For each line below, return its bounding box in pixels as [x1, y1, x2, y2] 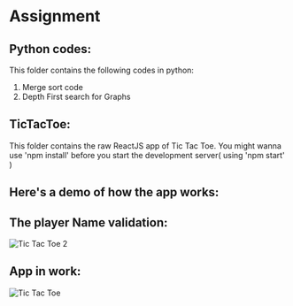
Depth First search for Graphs [21, 91, 131, 102]
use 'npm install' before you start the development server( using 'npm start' [9, 149, 285, 160]
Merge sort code [21, 82, 84, 92]
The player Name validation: [9, 215, 168, 230]
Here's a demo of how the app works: [9, 185, 220, 200]
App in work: [9, 264, 81, 279]
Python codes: [9, 42, 92, 57]
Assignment [9, 6, 101, 27]
